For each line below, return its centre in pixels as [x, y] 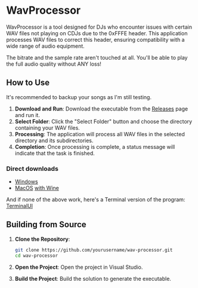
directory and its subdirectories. [54, 140]
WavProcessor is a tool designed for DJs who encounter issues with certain [99, 27]
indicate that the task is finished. [55, 153]
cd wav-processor [36, 255]
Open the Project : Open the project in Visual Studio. [79, 267]
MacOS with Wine [37, 188]
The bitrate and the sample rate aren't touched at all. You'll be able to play [97, 57]
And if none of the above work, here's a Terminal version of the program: [96, 200]
